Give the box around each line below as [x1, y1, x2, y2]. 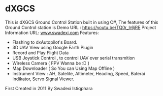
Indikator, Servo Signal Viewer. [12, 76, 75, 82]
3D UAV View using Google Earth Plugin [12, 44, 94, 50]
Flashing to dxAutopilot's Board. [12, 39, 77, 45]
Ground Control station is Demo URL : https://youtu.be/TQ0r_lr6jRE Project [5, 24, 156, 30]
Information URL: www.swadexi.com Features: [5, 30, 99, 35]
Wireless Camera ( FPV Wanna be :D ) [12, 60, 90, 66]
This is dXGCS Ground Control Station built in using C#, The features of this [5, 19, 159, 25]
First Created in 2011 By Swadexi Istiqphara [5, 85, 93, 91]
